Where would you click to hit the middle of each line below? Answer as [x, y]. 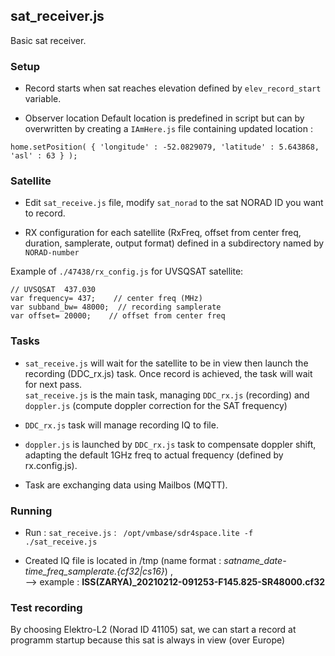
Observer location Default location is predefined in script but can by [164, 118]
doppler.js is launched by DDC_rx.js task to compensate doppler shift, [170, 444]
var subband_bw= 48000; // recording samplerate [116, 307]
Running [31, 511]
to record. [45, 213]
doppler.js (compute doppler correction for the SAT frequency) [156, 405]
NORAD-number [52, 253]
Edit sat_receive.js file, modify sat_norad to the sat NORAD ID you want [174, 203]
